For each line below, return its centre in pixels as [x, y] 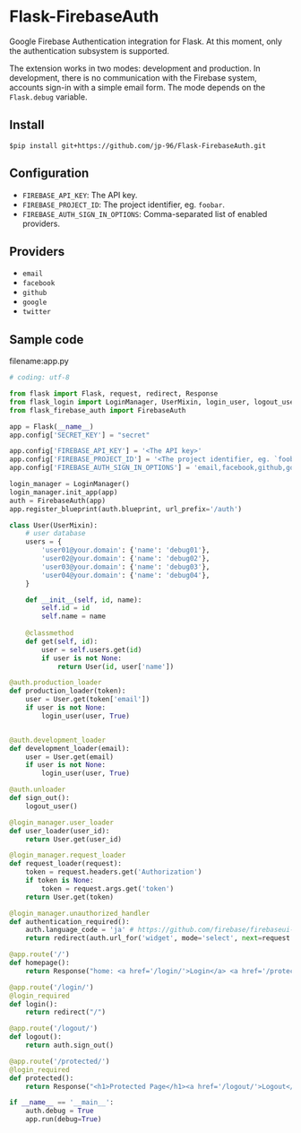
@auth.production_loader [56, 683]
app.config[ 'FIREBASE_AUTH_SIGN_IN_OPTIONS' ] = [100, 468]
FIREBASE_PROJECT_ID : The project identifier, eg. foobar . [124, 205]
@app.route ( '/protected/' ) [60, 1061]
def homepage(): [39, 963]
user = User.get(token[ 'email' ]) [88, 700]
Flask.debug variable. [48, 97]
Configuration [49, 174]
